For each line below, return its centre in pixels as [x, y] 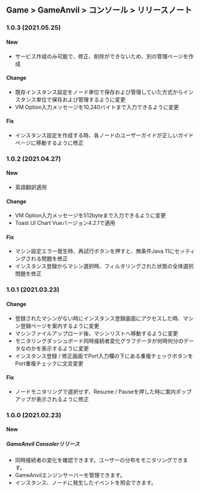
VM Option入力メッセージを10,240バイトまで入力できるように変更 [97, 107]
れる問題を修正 [49, 259]
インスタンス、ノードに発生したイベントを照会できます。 [86, 483]
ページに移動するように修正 [49, 143]
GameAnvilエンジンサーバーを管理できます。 [70, 475]
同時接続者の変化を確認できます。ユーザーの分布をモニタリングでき [99, 460]
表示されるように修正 [62, 399]
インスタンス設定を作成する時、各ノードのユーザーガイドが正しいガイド [104, 135]
